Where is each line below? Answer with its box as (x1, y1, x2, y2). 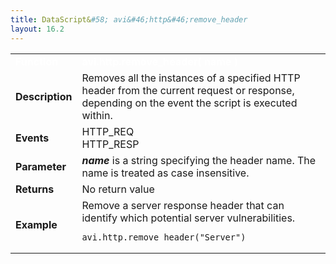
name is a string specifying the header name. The (81, 153, 317, 167)
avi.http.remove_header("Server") (81, 231, 247, 243)
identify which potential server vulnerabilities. (81, 211, 296, 225)
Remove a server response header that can (81, 198, 285, 212)
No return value (81, 182, 155, 196)
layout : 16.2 (10, 24, 65, 34)
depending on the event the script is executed (81, 96, 298, 110)
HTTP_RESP (81, 137, 140, 151)
